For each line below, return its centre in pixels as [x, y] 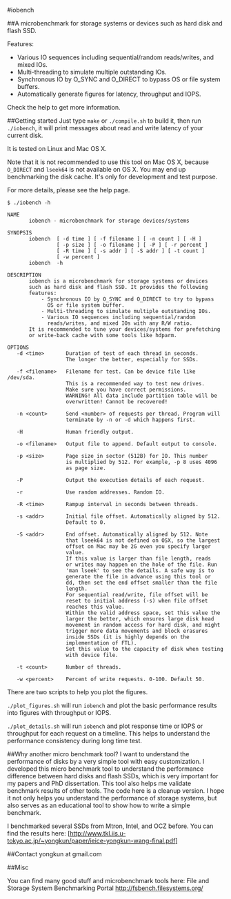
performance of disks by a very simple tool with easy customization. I [106, 761]
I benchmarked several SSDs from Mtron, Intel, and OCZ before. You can [110, 826]
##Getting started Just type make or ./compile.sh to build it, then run [104, 121]
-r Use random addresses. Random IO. [91, 492]
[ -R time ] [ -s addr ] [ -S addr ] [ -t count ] [131, 251]
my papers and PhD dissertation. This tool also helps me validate [99, 783]
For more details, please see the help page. [69, 190]
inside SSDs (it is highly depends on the [128, 637]
